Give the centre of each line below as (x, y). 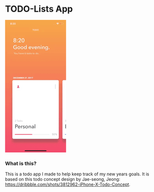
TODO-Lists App (39, 9)
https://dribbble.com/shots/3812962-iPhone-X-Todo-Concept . (68, 185)
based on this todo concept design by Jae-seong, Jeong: (63, 179)
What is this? (21, 163)
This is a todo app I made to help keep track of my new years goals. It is (77, 174)
